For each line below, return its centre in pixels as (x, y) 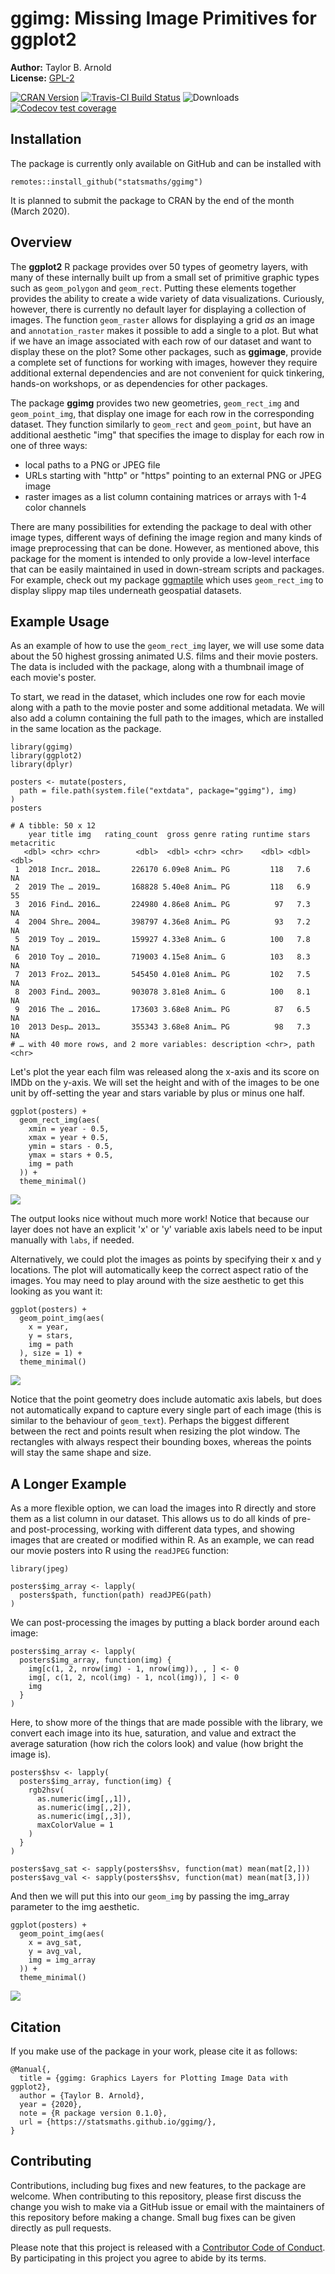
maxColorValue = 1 (75, 1825)
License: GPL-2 (42, 78)
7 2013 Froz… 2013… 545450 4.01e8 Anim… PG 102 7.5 (162, 975)
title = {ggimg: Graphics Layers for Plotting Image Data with (153, 2078)
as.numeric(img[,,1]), (84, 1799)
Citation (36, 2027)
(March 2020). (40, 211)
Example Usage (60, 621)
